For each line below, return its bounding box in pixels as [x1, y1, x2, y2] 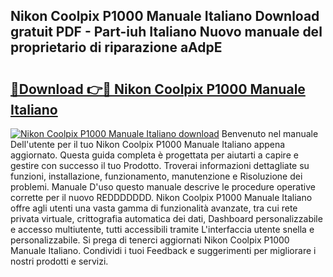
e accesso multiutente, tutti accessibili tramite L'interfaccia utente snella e [10, 224, 315, 235]
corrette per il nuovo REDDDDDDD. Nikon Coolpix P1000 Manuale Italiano [10, 192, 313, 203]
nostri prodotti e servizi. [10, 255, 109, 267]
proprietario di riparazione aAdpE [10, 39, 223, 56]
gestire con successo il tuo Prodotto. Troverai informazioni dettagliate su [10, 160, 310, 171]
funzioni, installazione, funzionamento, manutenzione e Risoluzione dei [10, 170, 303, 182]
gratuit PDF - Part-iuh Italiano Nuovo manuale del [10, 24, 323, 41]
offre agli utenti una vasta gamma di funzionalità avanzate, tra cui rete [10, 202, 298, 214]
